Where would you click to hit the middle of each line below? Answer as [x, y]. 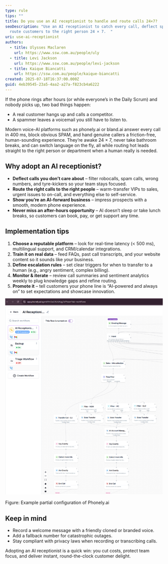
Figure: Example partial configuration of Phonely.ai [57, 502]
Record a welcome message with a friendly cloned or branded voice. [83, 530]
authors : [14, 43]
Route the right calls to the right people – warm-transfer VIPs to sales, [85, 189]
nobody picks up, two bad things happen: [48, 105]
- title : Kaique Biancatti [38, 69]
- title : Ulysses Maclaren [38, 48]
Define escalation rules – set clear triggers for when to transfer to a [82, 265]
